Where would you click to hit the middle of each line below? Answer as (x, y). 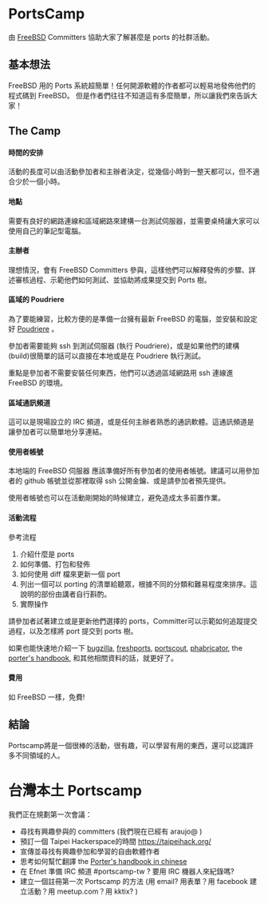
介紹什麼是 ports (47, 554)
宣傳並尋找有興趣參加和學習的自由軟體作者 (90, 851)
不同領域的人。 (39, 755)
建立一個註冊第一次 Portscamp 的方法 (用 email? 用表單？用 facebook (134, 881)
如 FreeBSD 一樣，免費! (47, 697)
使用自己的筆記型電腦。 (47, 231)
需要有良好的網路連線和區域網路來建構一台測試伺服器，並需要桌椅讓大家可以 (134, 221)
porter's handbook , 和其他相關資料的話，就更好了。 (93, 658)
